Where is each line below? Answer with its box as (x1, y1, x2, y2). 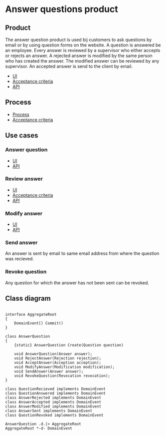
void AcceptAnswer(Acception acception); (14, 360, 101, 365)
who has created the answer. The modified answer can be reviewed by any (5, 58, 160, 64)
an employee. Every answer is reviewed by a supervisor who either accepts (5, 48, 161, 53)
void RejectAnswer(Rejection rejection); (14, 355, 101, 361)
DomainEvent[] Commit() (14, 320, 64, 326)
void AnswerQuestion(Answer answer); (14, 351, 93, 356)
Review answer (5, 175, 43, 182)
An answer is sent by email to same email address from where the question (5, 250, 160, 256)
